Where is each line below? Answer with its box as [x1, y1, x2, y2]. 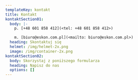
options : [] [10, 67, 35, 72]
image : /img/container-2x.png [10, 48, 73, 54]
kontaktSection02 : [5, 53, 44, 58]
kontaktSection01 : [5, 16, 44, 21]
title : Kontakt [5, 12, 37, 17]
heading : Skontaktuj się [10, 39, 62, 45]
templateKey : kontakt [5, 7, 51, 12]
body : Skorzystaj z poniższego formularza [10, 58, 100, 63]
